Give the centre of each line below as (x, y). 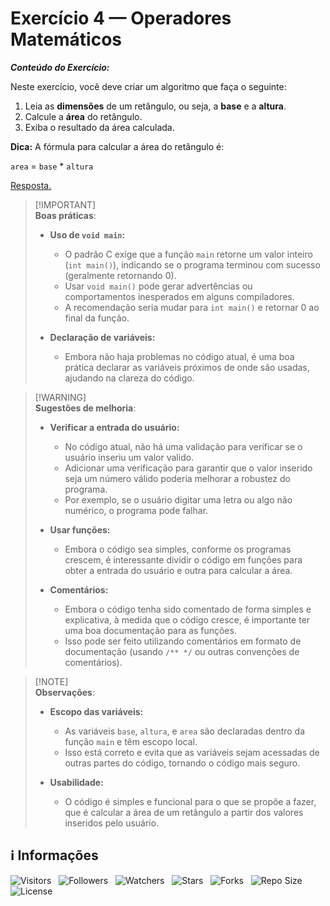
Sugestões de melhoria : (85, 408)
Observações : (64, 692)
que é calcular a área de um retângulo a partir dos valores (184, 812)
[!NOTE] (51, 681)
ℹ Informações (54, 855)
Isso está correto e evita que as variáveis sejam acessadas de (192, 752)
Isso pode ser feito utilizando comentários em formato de (183, 641)
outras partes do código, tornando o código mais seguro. (182, 763)
